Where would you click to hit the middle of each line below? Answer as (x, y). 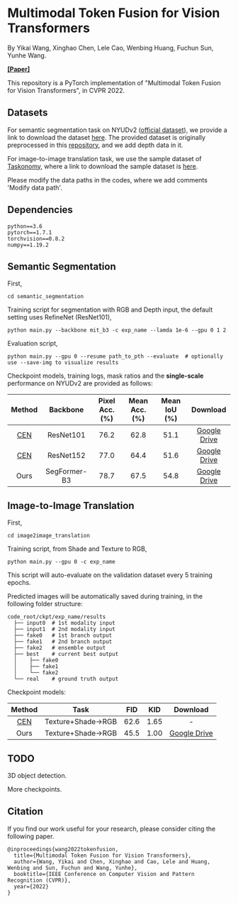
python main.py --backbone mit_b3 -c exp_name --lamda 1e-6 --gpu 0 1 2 (117, 330)
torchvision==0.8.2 (36, 239)
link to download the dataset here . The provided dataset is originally (107, 137)
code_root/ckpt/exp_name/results (57, 617)
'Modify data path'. (35, 187)
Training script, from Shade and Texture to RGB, (77, 549)
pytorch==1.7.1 (30, 232)
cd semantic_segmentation (45, 297)
